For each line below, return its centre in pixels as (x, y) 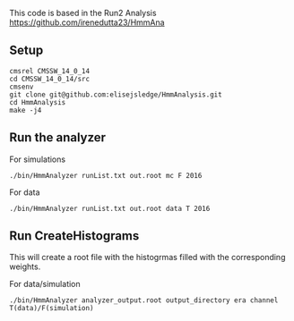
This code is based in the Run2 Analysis (83, 13)
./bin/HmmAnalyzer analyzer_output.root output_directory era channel (144, 300)
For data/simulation (45, 284)
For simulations (37, 159)
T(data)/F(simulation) (52, 308)
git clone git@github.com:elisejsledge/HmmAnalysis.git (116, 94)
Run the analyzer (57, 138)
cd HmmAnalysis (38, 102)
